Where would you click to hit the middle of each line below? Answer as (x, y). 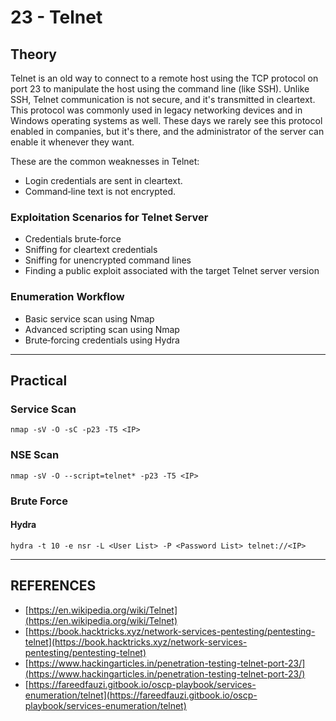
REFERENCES (53, 586)
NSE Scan (35, 455)
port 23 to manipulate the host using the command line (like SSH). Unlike (160, 89)
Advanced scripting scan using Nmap (102, 329)
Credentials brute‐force (73, 239)
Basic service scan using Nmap (89, 318)
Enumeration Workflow (67, 297)
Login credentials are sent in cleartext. (103, 180)
